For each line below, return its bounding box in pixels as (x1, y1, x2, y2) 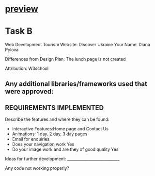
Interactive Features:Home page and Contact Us (12, 126, 109, 132)
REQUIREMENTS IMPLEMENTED (5, 103, 104, 112)
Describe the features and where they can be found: (5, 116, 109, 122)
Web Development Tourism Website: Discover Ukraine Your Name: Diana (5, 42, 150, 48)
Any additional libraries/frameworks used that (5, 80, 148, 88)
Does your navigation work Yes (12, 142, 75, 147)
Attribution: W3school (5, 65, 49, 71)
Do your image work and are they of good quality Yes (12, 146, 119, 152)
